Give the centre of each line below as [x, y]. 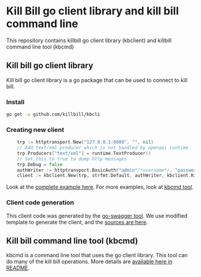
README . [18, 268]
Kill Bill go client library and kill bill [93, 11]
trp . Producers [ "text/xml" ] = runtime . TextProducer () [84, 153]
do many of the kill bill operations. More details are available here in [89, 261]
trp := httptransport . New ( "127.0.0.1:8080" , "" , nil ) [85, 142]
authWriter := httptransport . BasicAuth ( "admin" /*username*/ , [95, 170]
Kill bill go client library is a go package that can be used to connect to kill [97, 80]
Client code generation [40, 203]
